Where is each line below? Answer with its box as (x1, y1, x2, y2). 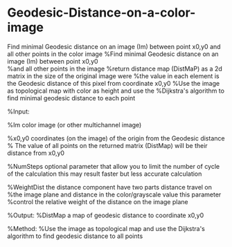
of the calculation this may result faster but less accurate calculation (7, 170, 202, 178)
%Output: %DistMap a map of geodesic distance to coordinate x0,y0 (7, 211, 204, 219)
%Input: (7, 107, 30, 116)
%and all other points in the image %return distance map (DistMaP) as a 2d (7, 64, 223, 73)
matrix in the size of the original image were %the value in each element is (7, 71, 220, 80)
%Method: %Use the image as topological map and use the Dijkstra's (7, 224, 206, 232)
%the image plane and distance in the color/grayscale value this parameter (7, 190, 222, 199)
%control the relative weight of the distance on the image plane (7, 197, 188, 205)
